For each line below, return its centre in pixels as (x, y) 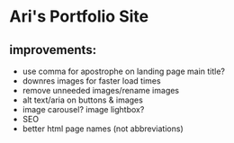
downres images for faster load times (91, 81)
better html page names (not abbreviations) (103, 129)
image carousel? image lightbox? (83, 109)
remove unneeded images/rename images (101, 90)
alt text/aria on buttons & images (83, 100)
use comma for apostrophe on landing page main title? (123, 71)
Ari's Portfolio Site (79, 17)
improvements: (53, 50)
